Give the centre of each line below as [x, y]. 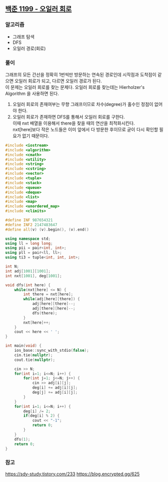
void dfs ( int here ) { [28, 285]
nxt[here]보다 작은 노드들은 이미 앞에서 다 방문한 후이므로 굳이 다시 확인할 [85, 129]
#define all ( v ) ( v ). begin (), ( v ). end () [47, 229]
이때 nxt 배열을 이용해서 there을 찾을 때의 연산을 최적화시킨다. [74, 123]
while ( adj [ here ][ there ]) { [52, 299]
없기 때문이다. [36, 136]
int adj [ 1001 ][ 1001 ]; [28, 271]
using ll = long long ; [29, 243]
